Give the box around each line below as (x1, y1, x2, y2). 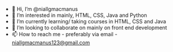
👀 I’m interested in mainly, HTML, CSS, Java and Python (11, 12, 147, 19)
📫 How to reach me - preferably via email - (11, 31, 118, 37)
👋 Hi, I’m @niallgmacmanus (11, 6, 78, 12)
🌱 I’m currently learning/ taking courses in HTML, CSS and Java (11, 18, 167, 25)
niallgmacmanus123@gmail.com (11, 39, 90, 46)
